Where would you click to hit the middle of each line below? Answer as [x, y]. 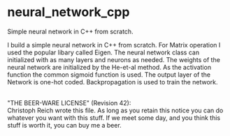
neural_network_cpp [69, 12]
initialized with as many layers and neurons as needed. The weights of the [114, 59]
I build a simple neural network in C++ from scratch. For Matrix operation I [114, 45]
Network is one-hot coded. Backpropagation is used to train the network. [113, 82]
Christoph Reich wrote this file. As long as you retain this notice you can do [115, 110]
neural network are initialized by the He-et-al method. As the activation [109, 67]
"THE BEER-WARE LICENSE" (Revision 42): [69, 103]
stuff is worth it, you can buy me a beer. [65, 125]
